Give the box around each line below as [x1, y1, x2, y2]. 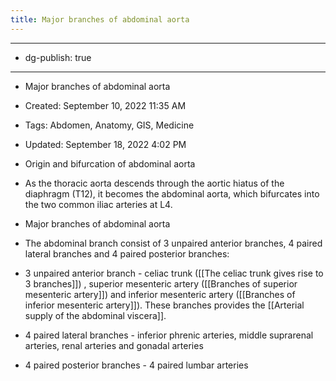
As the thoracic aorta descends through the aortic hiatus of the [24, 177, 285, 189]
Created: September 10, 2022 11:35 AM [24, 99, 187, 111]
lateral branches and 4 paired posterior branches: [24, 247, 230, 260]
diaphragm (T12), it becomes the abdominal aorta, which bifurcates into [24, 187, 320, 200]
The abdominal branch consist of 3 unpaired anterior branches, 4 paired [24, 237, 323, 249]
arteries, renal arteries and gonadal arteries [24, 339, 204, 351]
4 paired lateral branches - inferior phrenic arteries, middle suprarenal [24, 329, 314, 341]
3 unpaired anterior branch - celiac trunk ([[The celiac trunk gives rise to [24, 267, 324, 279]
